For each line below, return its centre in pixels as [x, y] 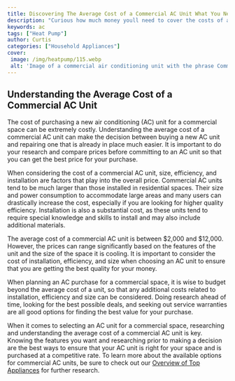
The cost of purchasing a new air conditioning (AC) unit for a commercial [112, 122]
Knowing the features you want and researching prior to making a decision [115, 340]
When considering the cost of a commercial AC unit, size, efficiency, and [112, 173]
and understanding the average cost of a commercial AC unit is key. [105, 333]
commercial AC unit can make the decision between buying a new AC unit [114, 137]
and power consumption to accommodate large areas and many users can [114, 195]
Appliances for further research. [54, 370]
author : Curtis [29, 40]
